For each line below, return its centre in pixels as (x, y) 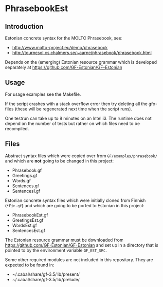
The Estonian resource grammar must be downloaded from (64, 240)
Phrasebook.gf (27, 170)
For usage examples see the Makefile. (43, 94)
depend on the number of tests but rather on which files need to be (72, 123)
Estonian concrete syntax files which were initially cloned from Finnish (75, 200)
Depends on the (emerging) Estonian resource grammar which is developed (81, 62)
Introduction (24, 27)
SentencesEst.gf (28, 230)
